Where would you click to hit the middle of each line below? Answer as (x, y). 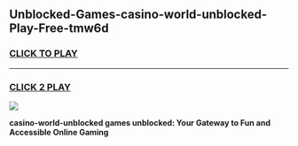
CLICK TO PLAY (43, 54)
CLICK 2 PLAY (40, 87)
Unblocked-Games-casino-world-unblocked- (138, 15)
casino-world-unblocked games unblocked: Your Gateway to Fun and (140, 122)
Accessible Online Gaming (59, 132)
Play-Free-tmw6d (59, 29)
